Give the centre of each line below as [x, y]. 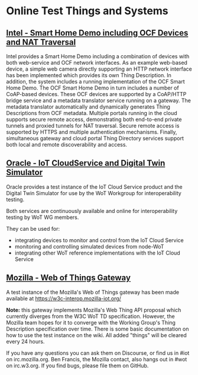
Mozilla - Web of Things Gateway [69, 278]
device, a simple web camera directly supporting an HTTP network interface [99, 69]
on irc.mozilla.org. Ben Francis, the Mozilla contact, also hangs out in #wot [97, 359]
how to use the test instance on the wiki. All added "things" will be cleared [97, 335]
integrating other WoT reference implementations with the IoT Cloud [97, 253]
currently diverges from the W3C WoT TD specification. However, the [91, 316]
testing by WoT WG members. [43, 217]
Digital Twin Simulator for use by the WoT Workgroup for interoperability [94, 193]
